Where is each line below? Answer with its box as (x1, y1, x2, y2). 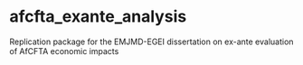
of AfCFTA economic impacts (9, 45, 119, 56)
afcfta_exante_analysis (9, 6, 187, 27)
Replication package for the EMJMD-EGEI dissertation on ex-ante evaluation (9, 36, 294, 47)
